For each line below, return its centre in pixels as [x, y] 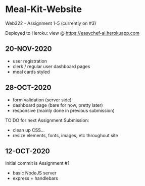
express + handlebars [35, 178]
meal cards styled [31, 72]
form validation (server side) [42, 100]
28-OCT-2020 [28, 87]
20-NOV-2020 [29, 49]
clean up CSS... [29, 130]
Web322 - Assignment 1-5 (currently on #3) [51, 23]
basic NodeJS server [34, 173]
